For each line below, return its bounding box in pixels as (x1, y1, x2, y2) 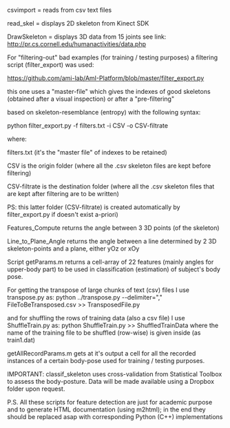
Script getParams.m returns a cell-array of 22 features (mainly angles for (7, 258, 214, 266)
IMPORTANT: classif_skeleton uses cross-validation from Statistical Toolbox (7, 370, 222, 378)
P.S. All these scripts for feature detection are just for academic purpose (7, 398, 213, 406)
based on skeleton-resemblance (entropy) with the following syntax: (7, 108, 201, 116)
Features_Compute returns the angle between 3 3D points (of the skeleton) (7, 224, 220, 232)
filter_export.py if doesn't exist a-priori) (7, 211, 118, 218)
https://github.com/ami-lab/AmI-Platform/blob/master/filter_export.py (7, 74, 205, 82)
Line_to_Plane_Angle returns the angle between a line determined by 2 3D (7, 237, 217, 245)
